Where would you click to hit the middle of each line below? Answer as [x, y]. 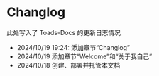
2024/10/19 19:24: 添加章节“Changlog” [73, 47]
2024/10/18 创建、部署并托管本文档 [68, 65]
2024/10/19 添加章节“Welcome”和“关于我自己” [84, 56]
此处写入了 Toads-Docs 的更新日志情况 [64, 32]
